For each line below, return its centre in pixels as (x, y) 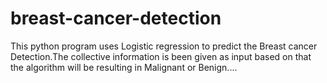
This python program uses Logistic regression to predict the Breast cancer (164, 46)
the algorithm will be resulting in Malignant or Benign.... (124, 67)
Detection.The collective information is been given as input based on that (161, 56)
